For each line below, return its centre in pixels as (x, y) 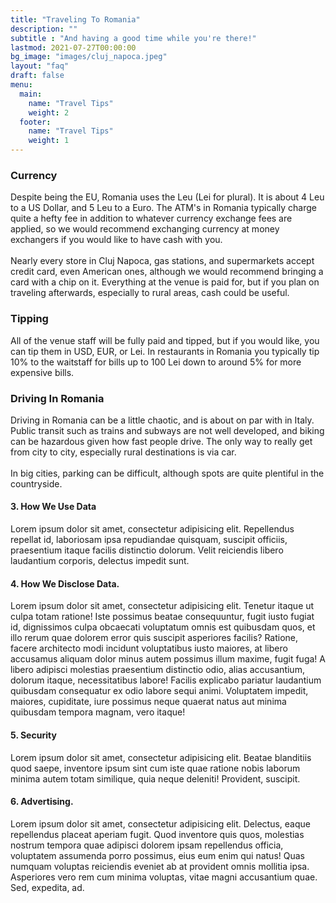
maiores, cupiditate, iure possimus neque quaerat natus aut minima (148, 702)
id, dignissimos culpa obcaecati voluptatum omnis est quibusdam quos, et (163, 627)
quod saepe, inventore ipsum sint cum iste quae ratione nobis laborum (155, 768)
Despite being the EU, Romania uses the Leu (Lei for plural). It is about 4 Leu (167, 197)
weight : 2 (49, 112)
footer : (35, 122)
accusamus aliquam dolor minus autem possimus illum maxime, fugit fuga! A (168, 659)
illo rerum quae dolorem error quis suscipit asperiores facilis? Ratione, (154, 638)
